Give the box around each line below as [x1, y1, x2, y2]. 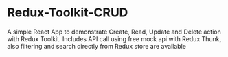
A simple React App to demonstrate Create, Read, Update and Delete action [7, 27, 221, 36]
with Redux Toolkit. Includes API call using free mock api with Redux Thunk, [7, 34, 222, 43]
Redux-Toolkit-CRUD [7, 5, 128, 21]
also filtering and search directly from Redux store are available [7, 42, 187, 50]
